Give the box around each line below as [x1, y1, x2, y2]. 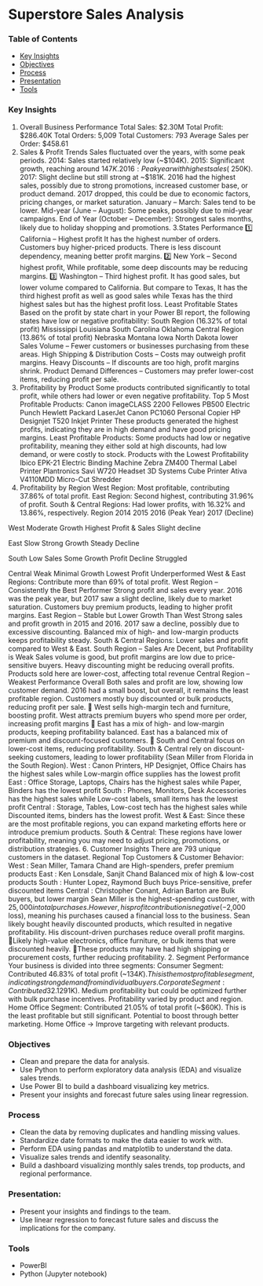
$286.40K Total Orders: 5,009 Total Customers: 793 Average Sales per [19, 130, 249, 140]
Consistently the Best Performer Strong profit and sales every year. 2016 [8, 585, 243, 594]
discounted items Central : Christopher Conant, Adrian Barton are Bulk [8, 886, 236, 895]
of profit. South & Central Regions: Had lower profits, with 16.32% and [19, 499, 246, 509]
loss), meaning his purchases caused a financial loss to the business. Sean [8, 911, 250, 920]
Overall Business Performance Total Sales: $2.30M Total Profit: [19, 122, 224, 131]
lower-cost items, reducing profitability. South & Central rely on [8, 743, 212, 753]
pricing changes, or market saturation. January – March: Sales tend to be [19, 197, 256, 206]
